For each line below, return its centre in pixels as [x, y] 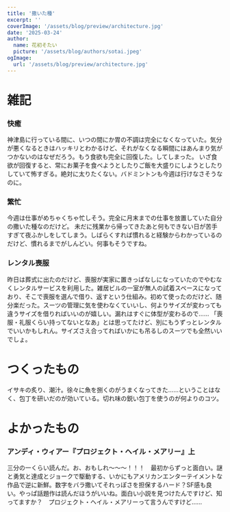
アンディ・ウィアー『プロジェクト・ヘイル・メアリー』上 [101, 451]
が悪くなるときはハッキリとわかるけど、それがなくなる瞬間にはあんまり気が [115, 149]
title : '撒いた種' [31, 13]
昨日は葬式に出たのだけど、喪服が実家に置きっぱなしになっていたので [106, 279]
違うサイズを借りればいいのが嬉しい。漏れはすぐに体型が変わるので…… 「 [112, 313]
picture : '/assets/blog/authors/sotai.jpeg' [78, 52]
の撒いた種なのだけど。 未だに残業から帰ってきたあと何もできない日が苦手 [112, 227]
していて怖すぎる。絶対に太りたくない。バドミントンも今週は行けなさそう [112, 174]
